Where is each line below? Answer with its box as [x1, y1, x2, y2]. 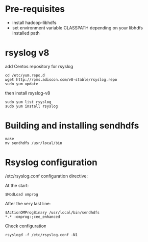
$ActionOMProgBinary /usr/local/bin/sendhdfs [5, 210, 99, 215]
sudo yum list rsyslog [5, 99, 51, 104]
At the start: [5, 182, 29, 188]
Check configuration [5, 223, 47, 229]
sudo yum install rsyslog [5, 104, 58, 109]
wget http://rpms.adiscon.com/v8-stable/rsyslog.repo [5, 77, 118, 82]
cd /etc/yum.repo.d [5, 73, 45, 78]
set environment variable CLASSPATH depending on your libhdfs [12, 24, 143, 30]
